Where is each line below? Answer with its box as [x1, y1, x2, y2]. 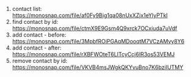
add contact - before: [12, 31, 66, 38]
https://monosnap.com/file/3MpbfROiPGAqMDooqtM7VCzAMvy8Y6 [12, 38, 185, 45]
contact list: [12, 5, 42, 12]
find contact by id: [12, 18, 58, 25]
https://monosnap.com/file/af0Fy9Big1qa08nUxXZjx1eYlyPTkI [12, 12, 168, 19]
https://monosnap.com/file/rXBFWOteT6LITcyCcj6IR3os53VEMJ [12, 51, 175, 57]
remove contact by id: [12, 57, 67, 64]
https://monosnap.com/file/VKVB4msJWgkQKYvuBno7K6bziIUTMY [12, 64, 184, 71]
